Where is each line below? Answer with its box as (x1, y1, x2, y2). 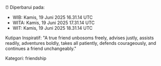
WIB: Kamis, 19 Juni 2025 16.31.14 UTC (12, 15, 93, 20)
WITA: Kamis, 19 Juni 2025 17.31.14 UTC (12, 20, 95, 26)
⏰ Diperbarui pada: (5, 5, 45, 10)
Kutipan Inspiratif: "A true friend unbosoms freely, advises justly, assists (5, 35, 154, 41)
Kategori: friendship (5, 55, 47, 61)
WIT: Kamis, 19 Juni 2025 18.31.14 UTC (12, 25, 93, 31)
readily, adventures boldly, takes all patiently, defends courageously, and (5, 40, 156, 46)
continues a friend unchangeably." (5, 45, 76, 51)
